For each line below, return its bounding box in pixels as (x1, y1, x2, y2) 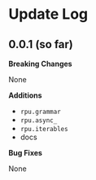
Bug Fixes (8, 148, 43, 157)
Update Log (8, 5, 89, 24)
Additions (8, 90, 42, 100)
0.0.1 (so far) (8, 37, 73, 51)
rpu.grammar (20, 108, 61, 116)
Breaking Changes (8, 59, 72, 68)
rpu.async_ (20, 116, 58, 125)
